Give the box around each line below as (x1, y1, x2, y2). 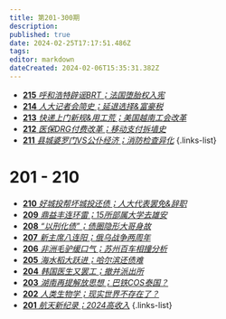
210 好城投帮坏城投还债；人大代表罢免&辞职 (22, 198, 187, 209)
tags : (9, 47, 30, 56)
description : (9, 22, 59, 31)
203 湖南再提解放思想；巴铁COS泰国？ (22, 277, 169, 287)
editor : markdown (9, 55, 75, 64)
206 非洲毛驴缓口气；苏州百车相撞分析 (22, 243, 168, 254)
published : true (9, 30, 71, 39)
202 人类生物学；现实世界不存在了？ (22, 288, 160, 299)
